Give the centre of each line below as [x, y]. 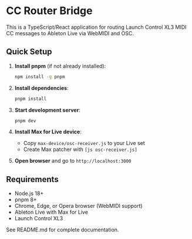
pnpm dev [25, 121]
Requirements [32, 179]
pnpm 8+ [26, 200]
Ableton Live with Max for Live [51, 212]
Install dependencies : [41, 88]
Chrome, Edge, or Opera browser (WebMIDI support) [78, 206]
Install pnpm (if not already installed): [60, 66]
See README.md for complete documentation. [63, 230]
